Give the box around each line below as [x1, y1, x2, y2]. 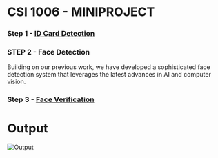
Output [7, 120, 48, 136]
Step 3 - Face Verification [7, 95, 95, 104]
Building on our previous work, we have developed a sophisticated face [7, 63, 210, 71]
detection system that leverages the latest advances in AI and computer [7, 70, 212, 79]
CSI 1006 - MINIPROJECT [7, 4, 155, 20]
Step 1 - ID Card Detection [7, 29, 95, 39]
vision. [7, 77, 26, 86]
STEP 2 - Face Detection [7, 48, 90, 57]
